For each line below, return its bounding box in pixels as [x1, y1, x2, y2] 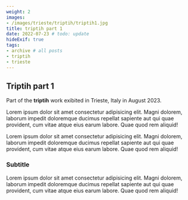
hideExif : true [6, 37, 44, 43]
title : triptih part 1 [6, 25, 63, 32]
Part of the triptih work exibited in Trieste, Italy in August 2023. [6, 97, 162, 104]
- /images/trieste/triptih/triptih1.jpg [6, 20, 109, 26]
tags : [6, 43, 20, 49]
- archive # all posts [6, 48, 63, 54]
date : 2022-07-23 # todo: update [6, 31, 90, 37]
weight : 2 [6, 8, 31, 15]
